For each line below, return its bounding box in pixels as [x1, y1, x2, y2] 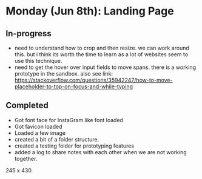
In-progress [5, 28, 52, 39]
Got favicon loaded [14, 123, 62, 130]
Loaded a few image [14, 129, 66, 137]
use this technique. [14, 57, 62, 64]
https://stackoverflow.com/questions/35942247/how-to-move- [14, 77, 173, 83]
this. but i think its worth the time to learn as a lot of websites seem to [14, 51, 189, 58]
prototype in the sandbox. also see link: [14, 70, 113, 77]
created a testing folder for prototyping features [14, 142, 135, 149]
